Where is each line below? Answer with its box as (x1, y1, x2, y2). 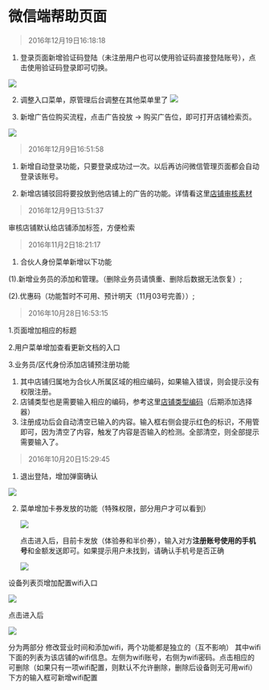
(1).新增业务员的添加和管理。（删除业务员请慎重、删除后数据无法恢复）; (8, 274, 243, 283)
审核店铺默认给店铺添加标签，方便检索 (8, 222, 135, 232)
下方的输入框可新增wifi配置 (8, 672, 98, 682)
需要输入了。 (19, 436, 63, 447)
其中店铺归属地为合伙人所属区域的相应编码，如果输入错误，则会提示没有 (19, 376, 259, 386)
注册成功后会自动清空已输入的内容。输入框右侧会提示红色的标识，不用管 (19, 416, 259, 427)
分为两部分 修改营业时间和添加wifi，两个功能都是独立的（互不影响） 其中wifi (8, 642, 261, 652)
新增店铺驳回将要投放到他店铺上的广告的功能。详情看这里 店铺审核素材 (19, 188, 253, 198)
